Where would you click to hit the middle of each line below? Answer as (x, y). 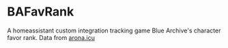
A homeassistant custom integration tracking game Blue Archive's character (114, 30)
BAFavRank (41, 12)
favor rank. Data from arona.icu (51, 37)
